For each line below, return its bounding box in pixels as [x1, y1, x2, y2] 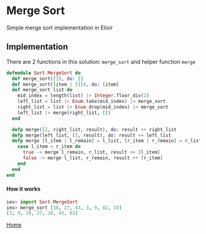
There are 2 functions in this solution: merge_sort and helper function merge [6, 58, 196, 65]
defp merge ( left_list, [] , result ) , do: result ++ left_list [12, 132, 172, 138]
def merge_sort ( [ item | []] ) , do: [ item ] [12, 81, 120, 88]
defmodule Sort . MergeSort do [6, 70, 81, 76]
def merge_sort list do [12, 87, 72, 93]
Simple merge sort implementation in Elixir [6, 24, 113, 31]
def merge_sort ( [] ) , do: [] [12, 75, 84, 81]
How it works [6, 185, 41, 193]
